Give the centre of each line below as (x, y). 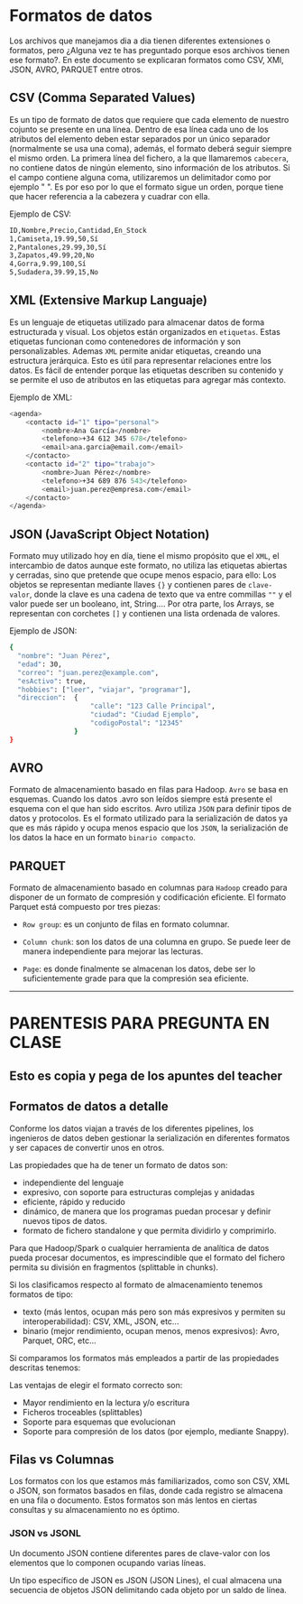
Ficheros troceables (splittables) (82, 1412)
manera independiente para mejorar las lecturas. (113, 951)
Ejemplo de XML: (41, 397)
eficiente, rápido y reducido (74, 1201)
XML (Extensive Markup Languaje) (108, 300)
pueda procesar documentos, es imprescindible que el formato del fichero (147, 1257)
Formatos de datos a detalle (89, 1107)
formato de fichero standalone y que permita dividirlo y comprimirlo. (149, 1230)
